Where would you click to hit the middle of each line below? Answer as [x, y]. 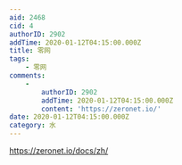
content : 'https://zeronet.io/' [102, 109]
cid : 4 [21, 26]
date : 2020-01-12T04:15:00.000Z [69, 117]
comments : [28, 76]
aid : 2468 [28, 17]
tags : [19, 59]
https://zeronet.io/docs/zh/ [59, 151]
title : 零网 [30, 51]
